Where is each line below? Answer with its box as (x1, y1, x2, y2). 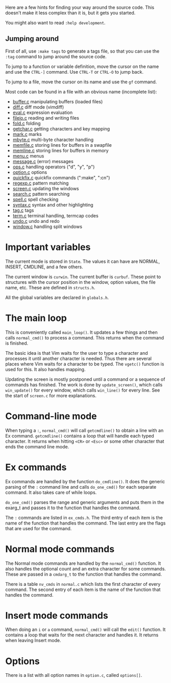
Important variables (5, 241, 91, 253)
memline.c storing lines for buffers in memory (12, 147, 109, 153)
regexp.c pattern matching (12, 180, 69, 186)
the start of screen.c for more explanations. (5, 392, 97, 398)
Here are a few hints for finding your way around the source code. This (5, 5, 155, 10)
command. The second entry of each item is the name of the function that (5, 586, 161, 593)
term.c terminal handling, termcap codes (12, 212, 99, 219)
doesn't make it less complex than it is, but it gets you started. (5, 10, 136, 16)
